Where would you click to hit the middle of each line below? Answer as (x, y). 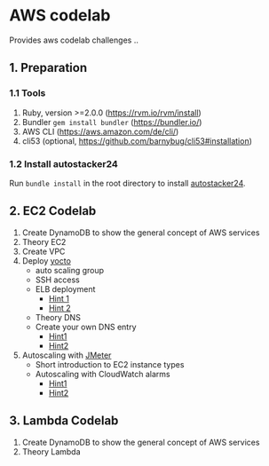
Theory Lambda (51, 451)
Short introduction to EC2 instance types (110, 364)
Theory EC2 (44, 241)
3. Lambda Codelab (64, 421)
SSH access (57, 280)
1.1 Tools (28, 93)
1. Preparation (48, 68)
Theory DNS (58, 317)
